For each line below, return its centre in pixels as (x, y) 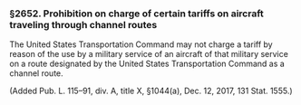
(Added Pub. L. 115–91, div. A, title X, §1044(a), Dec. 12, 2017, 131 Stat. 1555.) (151, 91)
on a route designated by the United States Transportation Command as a (147, 64)
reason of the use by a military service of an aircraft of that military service (149, 54)
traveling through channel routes (83, 24)
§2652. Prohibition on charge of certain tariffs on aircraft (137, 14)
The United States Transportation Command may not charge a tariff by (141, 44)
